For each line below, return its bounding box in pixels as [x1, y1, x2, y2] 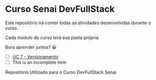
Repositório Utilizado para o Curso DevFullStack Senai [5, 69, 117, 75]
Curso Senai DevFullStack [5, 3, 115, 15]
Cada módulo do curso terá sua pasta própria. [5, 35, 100, 40]
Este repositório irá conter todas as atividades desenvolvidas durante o [5, 20, 151, 26]
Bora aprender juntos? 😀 [5, 44, 57, 50]
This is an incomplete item [12, 59, 66, 65]
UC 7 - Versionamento [12, 53, 58, 60]
